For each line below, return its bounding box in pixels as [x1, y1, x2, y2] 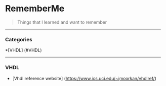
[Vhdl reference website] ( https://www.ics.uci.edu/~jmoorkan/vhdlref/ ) [12, 75, 157, 81]
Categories [5, 36, 33, 43]
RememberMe [5, 3, 65, 14]
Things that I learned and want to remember [17, 19, 107, 25]
